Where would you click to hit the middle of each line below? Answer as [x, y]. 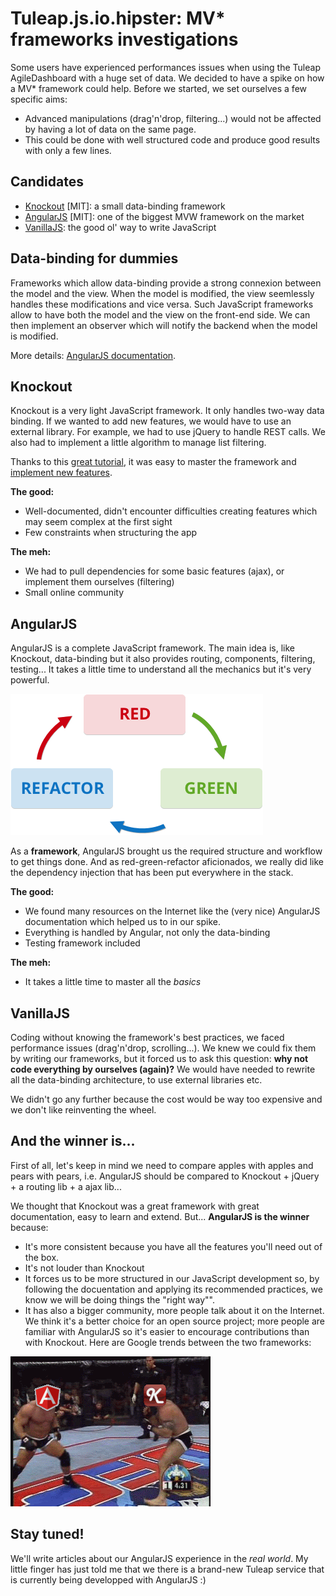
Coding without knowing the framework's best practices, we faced [147, 1037]
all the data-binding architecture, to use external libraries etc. [136, 1080]
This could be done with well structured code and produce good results [172, 139]
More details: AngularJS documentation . [93, 355]
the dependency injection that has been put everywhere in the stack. [152, 873]
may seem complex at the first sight [98, 522]
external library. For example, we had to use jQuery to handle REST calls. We [168, 432]
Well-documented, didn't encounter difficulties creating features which [171, 511]
